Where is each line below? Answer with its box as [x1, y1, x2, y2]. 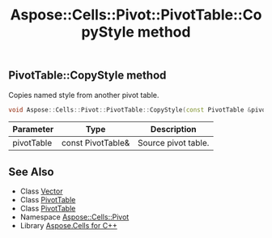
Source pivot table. [137, 138, 210, 149]
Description [150, 124, 197, 135]
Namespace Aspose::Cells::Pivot [19, 212, 130, 222]
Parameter [12, 124, 54, 135]
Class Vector [19, 186, 63, 196]
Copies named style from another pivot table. [8, 90, 159, 100]
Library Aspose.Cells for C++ [19, 221, 117, 231]
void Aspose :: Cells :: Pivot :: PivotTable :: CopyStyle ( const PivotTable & [8, 105, 252, 114]
